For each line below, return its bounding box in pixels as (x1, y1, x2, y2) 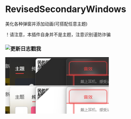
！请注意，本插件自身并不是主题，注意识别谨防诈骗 (5, 31, 111, 37)
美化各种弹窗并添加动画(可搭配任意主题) (5, 21, 88, 27)
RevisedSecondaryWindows (5, 4, 126, 15)
